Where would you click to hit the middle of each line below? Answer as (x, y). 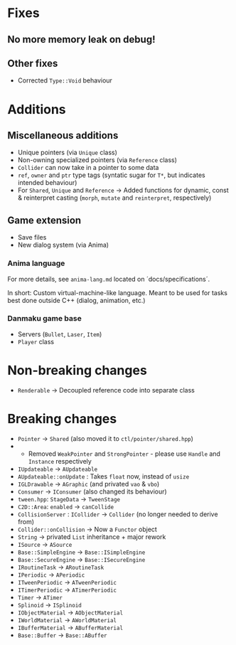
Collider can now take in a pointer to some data (88, 168)
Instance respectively (60, 461)
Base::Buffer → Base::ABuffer (63, 635)
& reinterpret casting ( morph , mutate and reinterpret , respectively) (114, 198)
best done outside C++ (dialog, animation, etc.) (76, 300)
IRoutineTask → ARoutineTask (61, 567)
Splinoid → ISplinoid (49, 604)
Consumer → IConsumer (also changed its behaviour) (92, 491)
